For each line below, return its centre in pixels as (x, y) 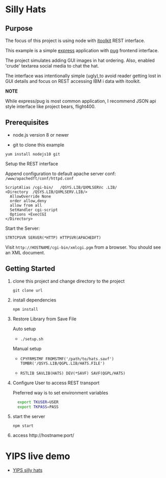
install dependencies (34, 300)
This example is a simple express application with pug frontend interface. (82, 50)
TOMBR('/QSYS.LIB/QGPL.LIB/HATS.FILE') (63, 363)
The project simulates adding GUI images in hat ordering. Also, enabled (80, 60)
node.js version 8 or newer (41, 135)
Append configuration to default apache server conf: (61, 173)
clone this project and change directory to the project (68, 281)
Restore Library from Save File (44, 319)
